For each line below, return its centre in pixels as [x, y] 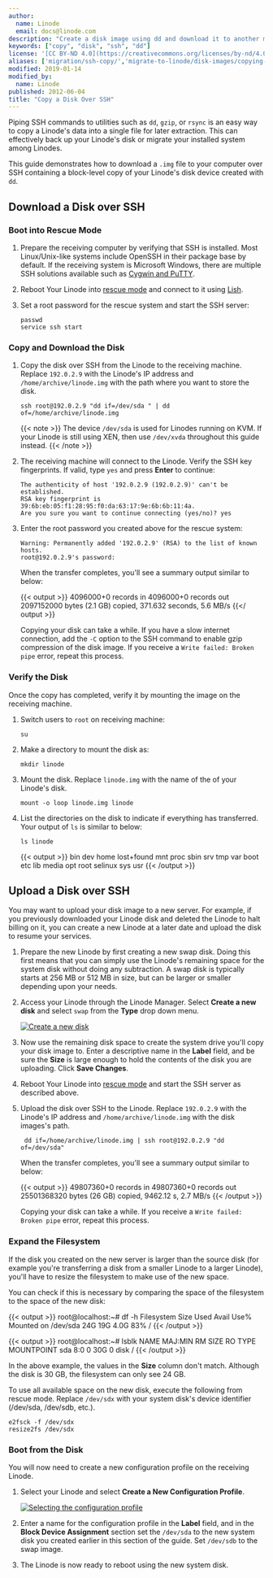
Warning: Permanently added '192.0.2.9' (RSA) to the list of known [139, 543]
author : [22, 16]
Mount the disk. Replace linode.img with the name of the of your [128, 779]
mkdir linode [42, 764]
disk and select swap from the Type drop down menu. [109, 1011]
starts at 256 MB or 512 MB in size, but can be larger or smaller [126, 978]
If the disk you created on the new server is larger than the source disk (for [134, 1259]
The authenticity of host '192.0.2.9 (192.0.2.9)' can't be [124, 485]
